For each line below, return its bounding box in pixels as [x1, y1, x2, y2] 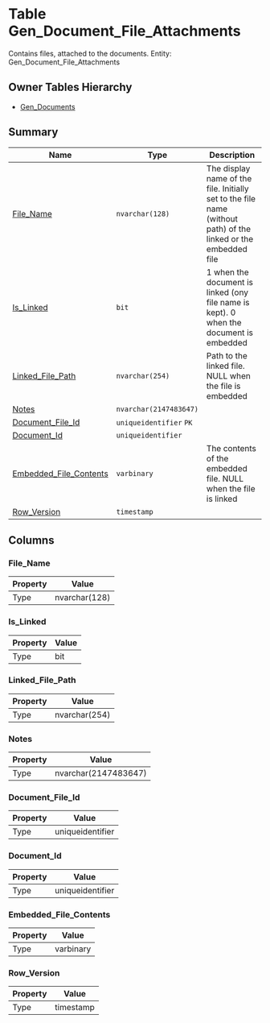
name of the [206, 172, 252, 184]
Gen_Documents [19, 101, 76, 111]
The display [206, 163, 251, 174]
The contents [206, 442, 257, 454]
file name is [206, 296, 251, 308]
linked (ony [206, 287, 249, 298]
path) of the [206, 223, 252, 234]
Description [208, 149, 256, 160]
